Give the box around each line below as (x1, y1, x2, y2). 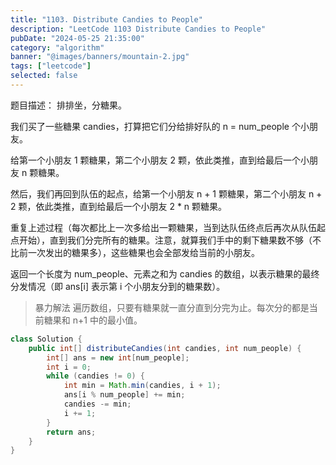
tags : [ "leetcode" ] (10, 61, 92, 71)
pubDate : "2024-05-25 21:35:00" (10, 33, 145, 43)
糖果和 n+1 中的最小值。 (43, 314, 143, 326)
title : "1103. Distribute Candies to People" (10, 14, 203, 25)
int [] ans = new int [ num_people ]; (46, 352, 190, 363)
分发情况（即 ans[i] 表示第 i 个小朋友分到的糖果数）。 (10, 280, 226, 292)
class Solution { (10, 334, 83, 344)
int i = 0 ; (46, 362, 92, 372)
